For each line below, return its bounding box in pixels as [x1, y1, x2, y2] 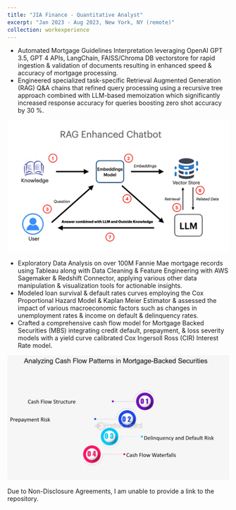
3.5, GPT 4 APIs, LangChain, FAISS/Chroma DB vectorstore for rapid [17, 54, 216, 63]
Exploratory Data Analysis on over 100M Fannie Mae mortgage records [17, 259, 223, 268]
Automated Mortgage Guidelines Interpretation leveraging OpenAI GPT [17, 46, 223, 55]
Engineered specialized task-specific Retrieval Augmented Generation [17, 76, 221, 85]
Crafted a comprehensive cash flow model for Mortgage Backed [17, 319, 204, 328]
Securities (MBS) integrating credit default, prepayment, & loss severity [17, 326, 225, 335]
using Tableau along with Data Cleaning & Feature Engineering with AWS [17, 266, 229, 275]
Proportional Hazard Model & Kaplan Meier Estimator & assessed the [17, 297, 217, 305]
